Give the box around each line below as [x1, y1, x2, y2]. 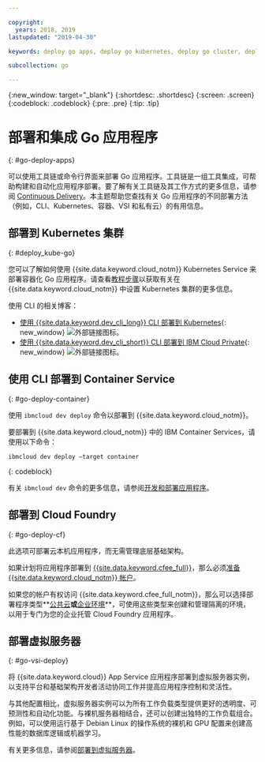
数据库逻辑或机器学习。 [28, 728, 105, 738]
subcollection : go [8, 62, 69, 69]
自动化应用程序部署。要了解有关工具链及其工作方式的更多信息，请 [35, 182, 250, 191]
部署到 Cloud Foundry [8, 509, 117, 522]
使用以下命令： [8, 437, 57, 446]
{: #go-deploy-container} [8, 394, 91, 404]
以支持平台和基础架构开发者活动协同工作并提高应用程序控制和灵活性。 [8, 682, 237, 692]
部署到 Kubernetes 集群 [8, 227, 125, 240]
